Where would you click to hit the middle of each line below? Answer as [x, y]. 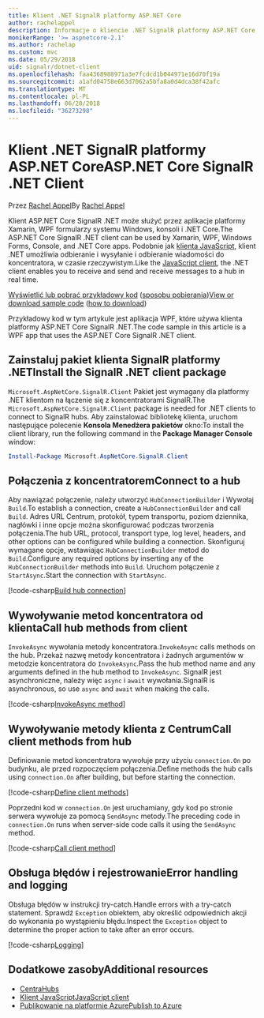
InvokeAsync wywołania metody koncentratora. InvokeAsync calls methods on [132, 647]
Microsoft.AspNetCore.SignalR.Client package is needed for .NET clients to [132, 408]
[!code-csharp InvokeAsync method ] [67, 704]
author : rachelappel [42, 23]
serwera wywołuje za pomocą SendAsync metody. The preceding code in [124, 816]
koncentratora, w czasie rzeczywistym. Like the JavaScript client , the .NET [129, 262]
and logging [38, 885]
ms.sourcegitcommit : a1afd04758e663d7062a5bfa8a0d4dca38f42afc [114, 81]
